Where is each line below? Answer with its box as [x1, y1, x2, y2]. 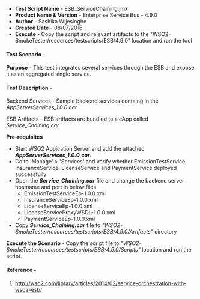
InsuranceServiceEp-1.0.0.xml [23, 196, 98, 204]
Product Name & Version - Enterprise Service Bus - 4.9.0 [14, 11, 157, 19]
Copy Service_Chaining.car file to [14, 222, 101, 229]
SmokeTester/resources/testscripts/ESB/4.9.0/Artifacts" [14, 228, 153, 235]
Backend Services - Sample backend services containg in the [6, 97, 159, 104]
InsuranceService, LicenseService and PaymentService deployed [14, 165, 177, 172]
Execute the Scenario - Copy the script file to [6, 240, 120, 247]
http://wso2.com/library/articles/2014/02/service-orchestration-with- [14, 279, 187, 287]
